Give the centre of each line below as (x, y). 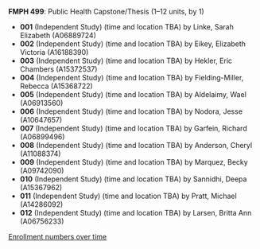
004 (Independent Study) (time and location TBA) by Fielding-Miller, (132, 78)
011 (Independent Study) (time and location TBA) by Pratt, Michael (128, 196)
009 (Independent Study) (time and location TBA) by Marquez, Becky (134, 162)
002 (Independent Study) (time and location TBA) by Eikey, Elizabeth (133, 44)
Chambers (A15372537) (58, 69)
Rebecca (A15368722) (56, 86)
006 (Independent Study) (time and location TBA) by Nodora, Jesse (131, 111)
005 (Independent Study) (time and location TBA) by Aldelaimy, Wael (133, 94)
